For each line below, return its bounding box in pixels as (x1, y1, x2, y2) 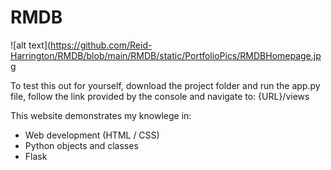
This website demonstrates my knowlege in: (10, 109, 192, 121)
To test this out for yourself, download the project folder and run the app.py (10, 79, 321, 91)
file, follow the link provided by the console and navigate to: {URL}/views (10, 90, 310, 102)
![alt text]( (10, 39, 52, 51)
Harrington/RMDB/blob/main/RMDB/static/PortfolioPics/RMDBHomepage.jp (10, 49, 322, 61)
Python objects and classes (24, 139, 139, 151)
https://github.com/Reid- (50, 39, 153, 51)
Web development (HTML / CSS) (24, 129, 160, 141)
